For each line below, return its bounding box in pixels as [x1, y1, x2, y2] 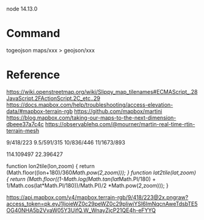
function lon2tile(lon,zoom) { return [6, 162, 95, 169]
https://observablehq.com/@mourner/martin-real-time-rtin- [45, 120, 195, 127]
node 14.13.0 [6, 5, 38, 12]
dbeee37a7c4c [6, 120, 44, 127]
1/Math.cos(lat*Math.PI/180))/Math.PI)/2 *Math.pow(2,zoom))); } [6, 182, 169, 189]
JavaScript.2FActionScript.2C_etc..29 [6, 94, 101, 102]
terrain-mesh [6, 127, 40, 134]
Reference [6, 68, 60, 82]
